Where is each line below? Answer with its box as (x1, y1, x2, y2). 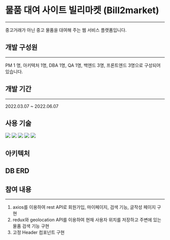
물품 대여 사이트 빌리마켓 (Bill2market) (5, 5, 159, 16)
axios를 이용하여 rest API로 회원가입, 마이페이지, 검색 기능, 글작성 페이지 (12, 204, 156, 210)
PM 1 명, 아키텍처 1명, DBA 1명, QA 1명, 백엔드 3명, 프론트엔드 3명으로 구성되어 (5, 62, 161, 68)
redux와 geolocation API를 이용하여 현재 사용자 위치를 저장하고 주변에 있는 (12, 216, 162, 222)
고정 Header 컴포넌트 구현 (12, 229, 65, 235)
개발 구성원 (5, 43, 38, 52)
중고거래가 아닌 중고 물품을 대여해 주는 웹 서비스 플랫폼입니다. (5, 27, 127, 33)
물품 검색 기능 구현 (12, 223, 50, 229)
